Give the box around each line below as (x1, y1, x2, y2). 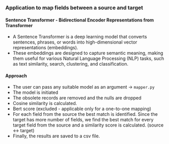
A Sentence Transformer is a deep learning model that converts (12, 34, 147, 40)
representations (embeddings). (12, 45, 78, 51)
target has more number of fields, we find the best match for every (12, 117, 154, 123)
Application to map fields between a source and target (5, 4, 143, 11)
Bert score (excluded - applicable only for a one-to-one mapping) (12, 106, 152, 112)
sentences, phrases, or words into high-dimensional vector (12, 39, 137, 45)
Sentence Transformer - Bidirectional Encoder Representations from (5, 17, 154, 23)
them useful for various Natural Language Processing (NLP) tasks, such (12, 55, 164, 61)
